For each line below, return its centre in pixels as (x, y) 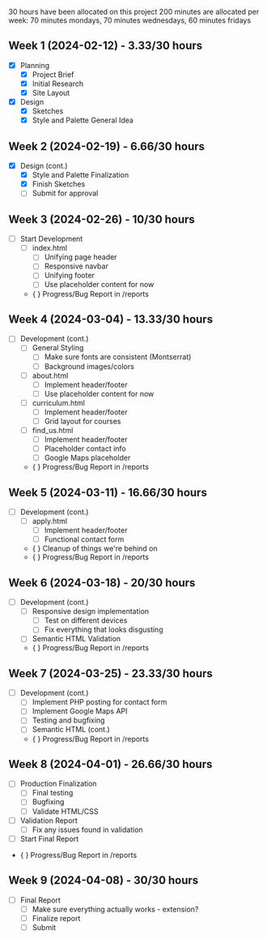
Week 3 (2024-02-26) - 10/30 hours (102, 219)
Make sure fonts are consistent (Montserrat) (118, 357)
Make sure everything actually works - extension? (115, 909)
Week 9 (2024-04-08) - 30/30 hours (104, 880)
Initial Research (57, 84)
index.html (49, 248)
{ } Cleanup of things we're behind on (95, 549)
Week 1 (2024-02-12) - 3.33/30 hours (106, 46)
